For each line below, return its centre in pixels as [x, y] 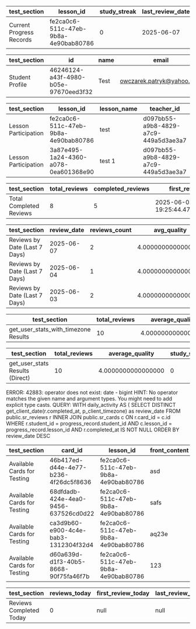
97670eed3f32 [71, 92]
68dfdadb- [65, 492]
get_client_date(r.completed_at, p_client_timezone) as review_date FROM [93, 411]
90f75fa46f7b [69, 576]
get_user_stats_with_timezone [50, 329]
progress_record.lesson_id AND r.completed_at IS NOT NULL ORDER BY [93, 430]
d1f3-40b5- [67, 562]
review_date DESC [28, 436]
